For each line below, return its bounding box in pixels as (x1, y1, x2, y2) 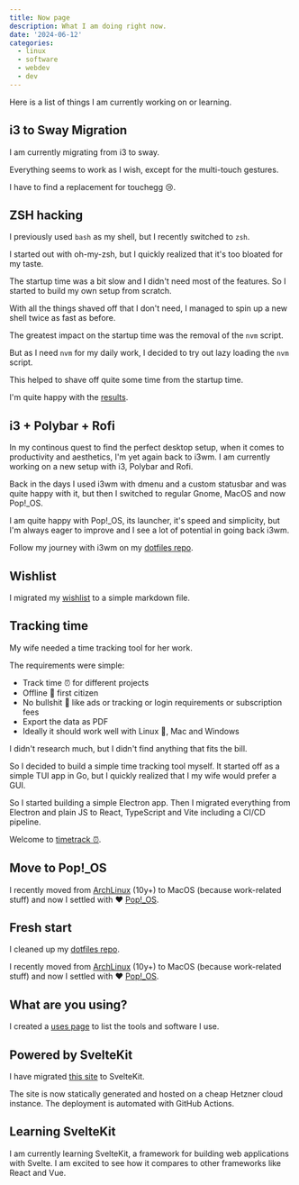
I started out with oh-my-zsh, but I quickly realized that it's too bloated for (9, 249, 284, 260)
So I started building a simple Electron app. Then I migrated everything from (9, 797, 291, 807)
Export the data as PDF (22, 716, 109, 726)
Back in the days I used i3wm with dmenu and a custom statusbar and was (9, 479, 286, 489)
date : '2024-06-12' (9, 30, 83, 39)
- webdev (17, 64, 50, 73)
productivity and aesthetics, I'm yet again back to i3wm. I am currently (9, 451, 271, 462)
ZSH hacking (9, 207, 84, 223)
